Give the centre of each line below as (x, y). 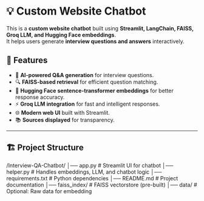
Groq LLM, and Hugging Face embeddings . (61, 35)
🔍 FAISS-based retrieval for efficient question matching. (87, 82)
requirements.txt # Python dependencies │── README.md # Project (92, 178)
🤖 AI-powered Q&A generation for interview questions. (84, 75)
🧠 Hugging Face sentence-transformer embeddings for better (94, 90)
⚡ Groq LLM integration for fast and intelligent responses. (87, 104)
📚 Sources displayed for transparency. (65, 120)
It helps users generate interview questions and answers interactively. (95, 41)
